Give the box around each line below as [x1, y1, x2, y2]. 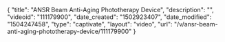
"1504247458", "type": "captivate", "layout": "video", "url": [7, 20, 173, 28]
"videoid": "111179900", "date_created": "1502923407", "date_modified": [7, 13, 212, 21]
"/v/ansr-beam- [173, 20, 218, 28]
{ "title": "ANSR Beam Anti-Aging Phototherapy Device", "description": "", [7, 6, 215, 14]
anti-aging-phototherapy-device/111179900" [7, 27, 132, 35]
